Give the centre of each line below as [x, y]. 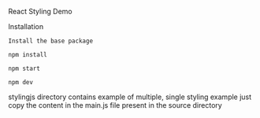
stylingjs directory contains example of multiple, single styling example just [130, 97]
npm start [24, 68]
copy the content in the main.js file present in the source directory [115, 105]
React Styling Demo [40, 11]
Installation [26, 26]
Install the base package [50, 41]
